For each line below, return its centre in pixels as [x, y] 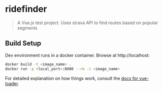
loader [12, 83]
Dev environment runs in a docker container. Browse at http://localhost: [78, 55]
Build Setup [23, 44]
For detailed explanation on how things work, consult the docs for [72, 78]
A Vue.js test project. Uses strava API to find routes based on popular [88, 23]
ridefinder [26, 9]
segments [27, 28]
